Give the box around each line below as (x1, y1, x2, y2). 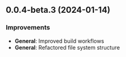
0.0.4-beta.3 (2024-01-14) (6, 5, 111, 15)
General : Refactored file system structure (14, 44, 120, 51)
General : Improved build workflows (14, 37, 104, 45)
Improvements (6, 23, 50, 32)
